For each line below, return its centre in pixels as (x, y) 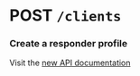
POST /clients (65, 16)
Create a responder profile (69, 44)
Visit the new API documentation (70, 63)
